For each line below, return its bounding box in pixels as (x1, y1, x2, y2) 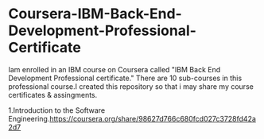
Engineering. (8, 114, 50, 123)
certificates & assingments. (8, 90, 98, 99)
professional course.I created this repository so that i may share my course (8, 81, 254, 91)
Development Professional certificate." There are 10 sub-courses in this (8, 73, 243, 83)
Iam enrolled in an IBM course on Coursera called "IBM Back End (8, 64, 221, 74)
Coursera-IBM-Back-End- (8, 5, 183, 23)
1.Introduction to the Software (8, 105, 106, 115)
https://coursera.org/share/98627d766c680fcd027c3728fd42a (49, 114, 257, 123)
